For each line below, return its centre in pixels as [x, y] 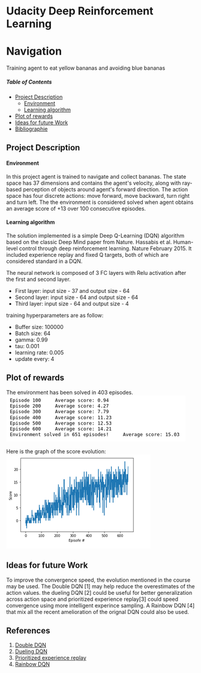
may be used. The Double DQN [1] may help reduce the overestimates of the [100, 586]
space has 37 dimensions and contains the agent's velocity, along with [94, 183]
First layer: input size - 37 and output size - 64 [72, 290]
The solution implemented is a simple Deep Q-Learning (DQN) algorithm [95, 235]
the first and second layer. [38, 279]
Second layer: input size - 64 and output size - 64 [76, 297]
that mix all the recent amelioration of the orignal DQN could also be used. [97, 612]
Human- [183, 242]
